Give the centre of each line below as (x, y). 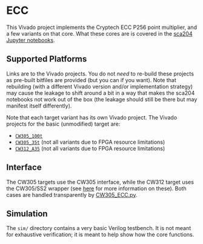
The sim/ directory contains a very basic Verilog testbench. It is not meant (99, 228)
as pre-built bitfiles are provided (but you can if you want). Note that (92, 80)
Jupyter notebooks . (31, 40)
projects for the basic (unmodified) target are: (63, 124)
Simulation (27, 213)
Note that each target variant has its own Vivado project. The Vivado (92, 117)
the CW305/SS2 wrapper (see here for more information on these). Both (96, 188)
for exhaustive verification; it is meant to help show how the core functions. (100, 235)
